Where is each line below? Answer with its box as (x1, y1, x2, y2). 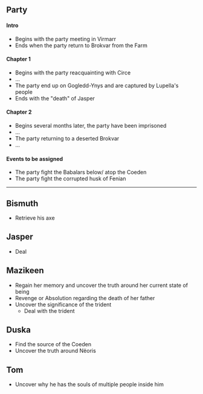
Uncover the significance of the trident (14, 301, 112, 308)
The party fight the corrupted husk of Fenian (14, 175, 126, 182)
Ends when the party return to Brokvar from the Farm (14, 42, 148, 49)
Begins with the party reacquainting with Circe (14, 69, 131, 76)
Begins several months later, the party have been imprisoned (14, 122, 167, 129)
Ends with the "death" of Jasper (14, 94, 95, 102)
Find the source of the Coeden (14, 341, 92, 348)
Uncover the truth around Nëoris (14, 347, 97, 355)
